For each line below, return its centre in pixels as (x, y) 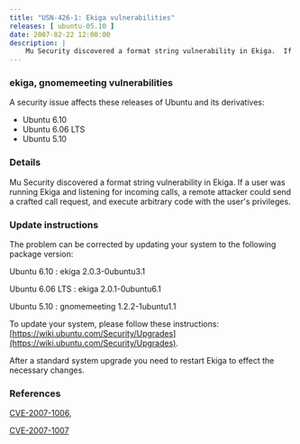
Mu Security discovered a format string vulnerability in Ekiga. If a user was (147, 182)
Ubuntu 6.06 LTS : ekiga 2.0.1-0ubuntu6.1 (86, 289)
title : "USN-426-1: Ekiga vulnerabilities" (92, 18)
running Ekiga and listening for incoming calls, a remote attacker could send (150, 191)
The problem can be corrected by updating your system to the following (143, 245)
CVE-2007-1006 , (41, 413)
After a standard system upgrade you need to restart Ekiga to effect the (142, 361)
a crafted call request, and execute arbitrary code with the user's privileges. (150, 201)
